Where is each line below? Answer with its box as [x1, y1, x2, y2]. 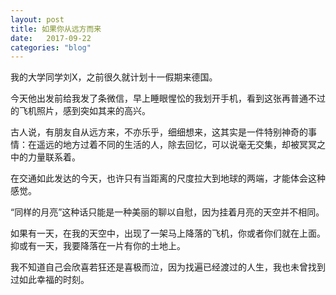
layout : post [10, 14, 65, 25]
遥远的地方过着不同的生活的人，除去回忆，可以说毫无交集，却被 [36, 139, 300, 151]
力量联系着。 [27, 151, 81, 163]
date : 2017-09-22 [10, 33, 92, 43]
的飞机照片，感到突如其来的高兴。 [10, 105, 151, 117]
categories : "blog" [10, 42, 92, 53]
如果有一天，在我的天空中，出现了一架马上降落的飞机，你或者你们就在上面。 [10, 227, 326, 240]
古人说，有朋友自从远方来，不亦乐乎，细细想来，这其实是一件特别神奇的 [10, 126, 308, 138]
